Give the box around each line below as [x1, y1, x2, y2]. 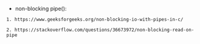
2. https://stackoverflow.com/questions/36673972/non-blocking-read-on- [6, 27, 195, 33]
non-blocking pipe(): [15, 5, 67, 12]
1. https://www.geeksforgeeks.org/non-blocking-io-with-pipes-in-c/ [6, 17, 184, 23]
